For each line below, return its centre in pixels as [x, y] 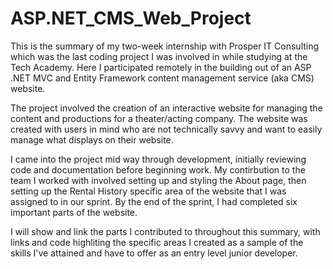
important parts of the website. [74, 212]
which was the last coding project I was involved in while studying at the [159, 56]
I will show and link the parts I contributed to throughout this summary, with [165, 231]
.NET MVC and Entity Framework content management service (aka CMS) [162, 78]
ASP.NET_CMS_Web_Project [131, 18]
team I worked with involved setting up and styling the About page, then [158, 180]
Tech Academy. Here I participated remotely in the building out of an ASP [161, 67]
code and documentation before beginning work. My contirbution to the [158, 169]
